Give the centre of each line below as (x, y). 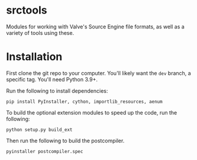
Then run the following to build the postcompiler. (65, 141)
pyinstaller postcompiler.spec (45, 151)
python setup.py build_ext (39, 130)
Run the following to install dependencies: (57, 91)
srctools (27, 10)
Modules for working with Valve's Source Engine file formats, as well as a (95, 27)
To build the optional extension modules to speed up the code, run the (92, 112)
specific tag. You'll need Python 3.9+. (52, 79)
